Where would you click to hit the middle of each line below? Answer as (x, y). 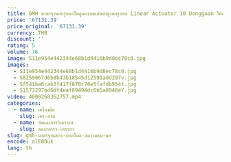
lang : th (20, 148)
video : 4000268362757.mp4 (44, 97)
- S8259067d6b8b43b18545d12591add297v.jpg (75, 78)
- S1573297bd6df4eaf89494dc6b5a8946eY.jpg (75, 90)
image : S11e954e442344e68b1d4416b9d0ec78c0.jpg (77, 59)
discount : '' (26, 39)
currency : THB (27, 33)
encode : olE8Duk (30, 142)
